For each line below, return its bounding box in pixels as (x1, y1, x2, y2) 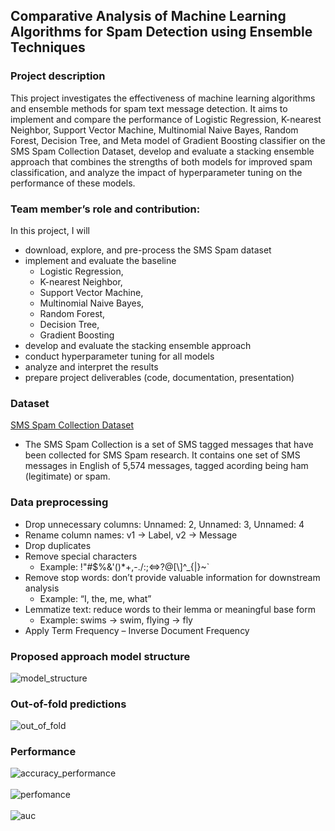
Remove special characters (24, 550, 138, 562)
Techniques (10, 39, 86, 56)
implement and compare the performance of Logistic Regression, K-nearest (10, 113, 322, 125)
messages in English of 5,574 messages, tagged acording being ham (24, 460, 309, 472)
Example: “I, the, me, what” (39, 592, 152, 604)
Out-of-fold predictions (10, 697, 127, 711)
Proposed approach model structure (10, 649, 191, 663)
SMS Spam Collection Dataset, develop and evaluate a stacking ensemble (10, 145, 315, 157)
